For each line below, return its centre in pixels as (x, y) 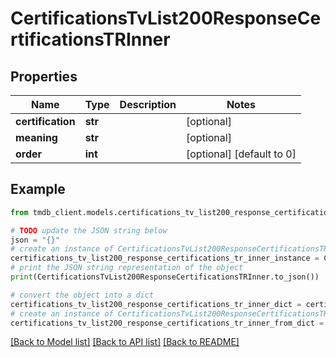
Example (38, 189)
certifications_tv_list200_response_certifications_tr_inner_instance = (165, 258)
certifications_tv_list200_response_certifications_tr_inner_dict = (156, 304)
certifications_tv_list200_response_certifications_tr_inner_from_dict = (167, 323)
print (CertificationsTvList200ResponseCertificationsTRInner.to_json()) (165, 277)
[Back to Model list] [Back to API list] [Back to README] (125, 342)
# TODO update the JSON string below (89, 230)
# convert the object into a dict (82, 295)
